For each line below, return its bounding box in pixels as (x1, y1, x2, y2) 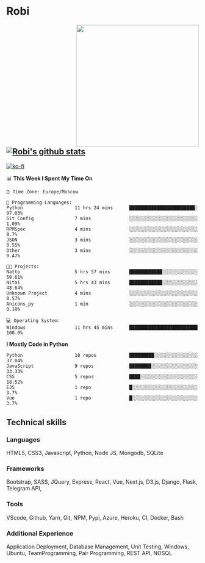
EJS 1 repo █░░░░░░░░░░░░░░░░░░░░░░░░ (6, 384, 198, 391)
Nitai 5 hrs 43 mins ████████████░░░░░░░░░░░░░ (6, 279, 198, 286)
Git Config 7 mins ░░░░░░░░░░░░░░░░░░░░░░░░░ (6, 215, 198, 222)
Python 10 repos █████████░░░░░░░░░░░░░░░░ (6, 353, 198, 359)
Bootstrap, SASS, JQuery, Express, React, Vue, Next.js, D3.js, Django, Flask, (6, 478, 198, 486)
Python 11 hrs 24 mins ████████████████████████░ (6, 205, 198, 211)
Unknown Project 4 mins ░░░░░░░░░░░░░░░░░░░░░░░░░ (6, 290, 198, 296)
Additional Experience (6, 529, 74, 537)
